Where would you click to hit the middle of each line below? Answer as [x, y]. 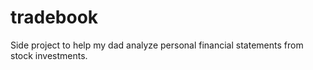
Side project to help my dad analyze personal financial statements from [157, 45]
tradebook [54, 17]
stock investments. [49, 55]
